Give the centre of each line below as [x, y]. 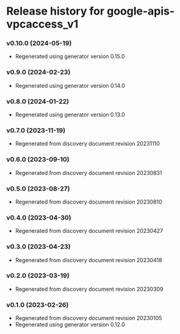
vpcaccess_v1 [42, 24]
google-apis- [141, 11]
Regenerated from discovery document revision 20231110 [88, 144]
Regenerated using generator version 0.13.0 [70, 115]
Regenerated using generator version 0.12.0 [70, 325]
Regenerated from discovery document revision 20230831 [88, 172]
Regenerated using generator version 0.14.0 [70, 85]
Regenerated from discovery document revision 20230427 [89, 231]
